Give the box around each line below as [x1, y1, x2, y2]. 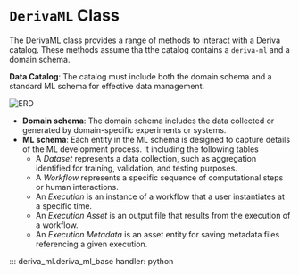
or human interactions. [35, 181, 119, 192]
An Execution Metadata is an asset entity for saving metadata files [35, 229, 280, 239]
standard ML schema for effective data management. [9, 80, 205, 91]
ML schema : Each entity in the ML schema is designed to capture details [21, 134, 291, 145]
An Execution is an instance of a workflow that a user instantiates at [35, 191, 286, 202]
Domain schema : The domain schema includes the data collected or [21, 115, 275, 126]
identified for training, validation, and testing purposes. [35, 162, 238, 173]
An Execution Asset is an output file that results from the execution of [35, 210, 291, 221]
